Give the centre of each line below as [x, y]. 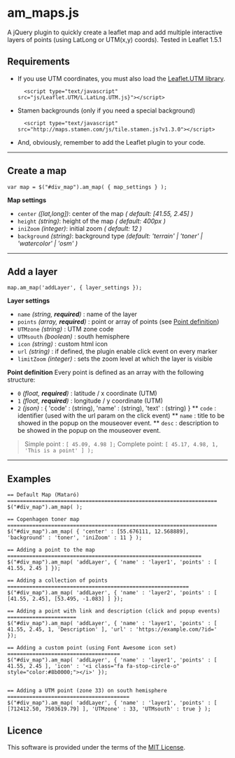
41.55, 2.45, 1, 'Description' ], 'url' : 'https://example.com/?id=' [112, 630]
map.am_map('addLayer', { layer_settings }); [74, 288]
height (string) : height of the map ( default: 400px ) [92, 221]
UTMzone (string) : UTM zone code [65, 329]
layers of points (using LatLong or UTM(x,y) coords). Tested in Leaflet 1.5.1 [114, 39]
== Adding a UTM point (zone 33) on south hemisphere [87, 691]
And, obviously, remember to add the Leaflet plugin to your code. [111, 142]
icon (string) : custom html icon [63, 344]
